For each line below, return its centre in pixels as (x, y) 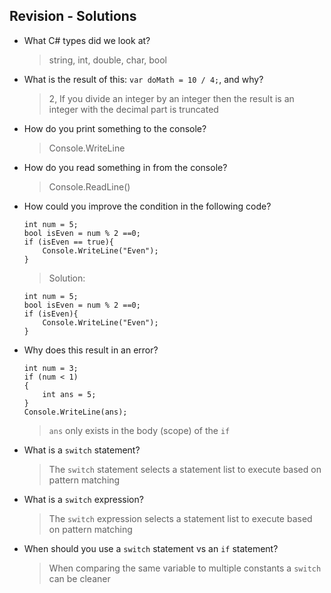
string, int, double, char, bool (107, 60)
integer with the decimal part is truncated (133, 109)
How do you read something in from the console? (125, 167)
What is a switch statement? (82, 450)
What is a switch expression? (83, 499)
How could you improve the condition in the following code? (147, 206)
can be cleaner (79, 578)
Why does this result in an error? (91, 350)
